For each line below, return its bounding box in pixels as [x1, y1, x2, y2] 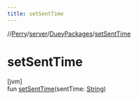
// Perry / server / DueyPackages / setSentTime [7, 29, 131, 38]
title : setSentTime [7, 10, 64, 17]
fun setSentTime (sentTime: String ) [7, 85, 107, 93]
